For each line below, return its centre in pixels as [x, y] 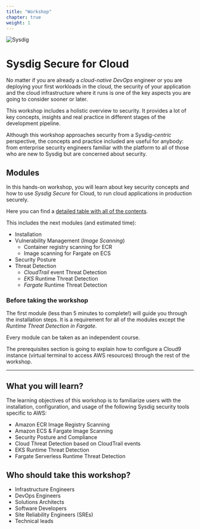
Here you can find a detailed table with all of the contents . [77, 211]
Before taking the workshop [47, 300]
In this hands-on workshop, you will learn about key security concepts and [98, 187]
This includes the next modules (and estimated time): [71, 223]
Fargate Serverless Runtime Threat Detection [70, 456]
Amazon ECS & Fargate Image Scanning [64, 431]
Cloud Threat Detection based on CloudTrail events [78, 444]
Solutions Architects [39, 502]
